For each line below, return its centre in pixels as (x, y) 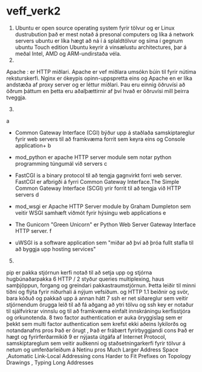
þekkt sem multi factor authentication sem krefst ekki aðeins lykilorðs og (96, 324)
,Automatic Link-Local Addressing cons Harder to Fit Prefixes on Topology (99, 356)
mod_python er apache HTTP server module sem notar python (93, 157)
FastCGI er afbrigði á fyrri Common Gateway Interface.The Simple (97, 181)
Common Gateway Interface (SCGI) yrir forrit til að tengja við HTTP (98, 188)
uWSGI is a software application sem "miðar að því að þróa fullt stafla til (104, 243)
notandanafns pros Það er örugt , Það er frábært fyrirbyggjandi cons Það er (100, 330)
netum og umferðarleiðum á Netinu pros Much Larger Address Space (92, 350)
